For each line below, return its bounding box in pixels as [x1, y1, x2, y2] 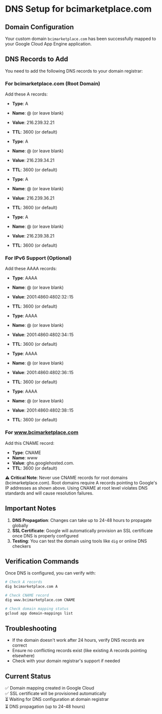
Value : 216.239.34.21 [12, 158, 55, 163]
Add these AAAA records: [5, 266, 57, 272]
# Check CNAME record [5, 593, 49, 598]
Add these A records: [5, 91, 48, 97]
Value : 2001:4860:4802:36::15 [12, 370, 74, 376]
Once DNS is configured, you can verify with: [5, 570, 96, 576]
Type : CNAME [12, 450, 41, 456]
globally [12, 522, 28, 528]
